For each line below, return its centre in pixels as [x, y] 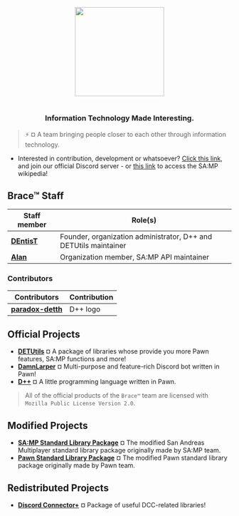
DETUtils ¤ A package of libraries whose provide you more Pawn [113, 351]
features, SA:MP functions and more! [72, 359]
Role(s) [144, 220]
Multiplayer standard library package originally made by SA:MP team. [119, 450]
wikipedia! [33, 173]
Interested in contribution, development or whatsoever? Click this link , [120, 158]
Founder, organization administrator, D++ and [136, 237]
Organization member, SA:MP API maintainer [135, 257]
